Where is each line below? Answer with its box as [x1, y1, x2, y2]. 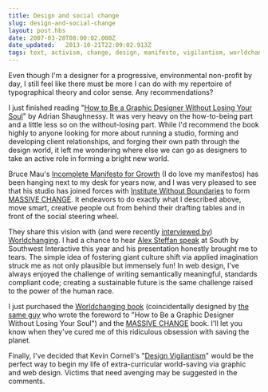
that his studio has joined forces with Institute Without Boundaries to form [8, 186, 250, 195]
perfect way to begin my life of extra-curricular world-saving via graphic [8, 359, 246, 369]
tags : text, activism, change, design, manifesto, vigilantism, [8, 49, 227, 57]
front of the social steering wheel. [8, 212, 120, 221]
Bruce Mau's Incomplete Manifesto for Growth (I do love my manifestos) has [8, 169, 259, 178]
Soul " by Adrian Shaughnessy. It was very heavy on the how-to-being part [8, 112, 254, 120]
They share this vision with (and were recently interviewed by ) [8, 227, 213, 236]
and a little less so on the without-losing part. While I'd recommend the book [8, 120, 259, 129]
